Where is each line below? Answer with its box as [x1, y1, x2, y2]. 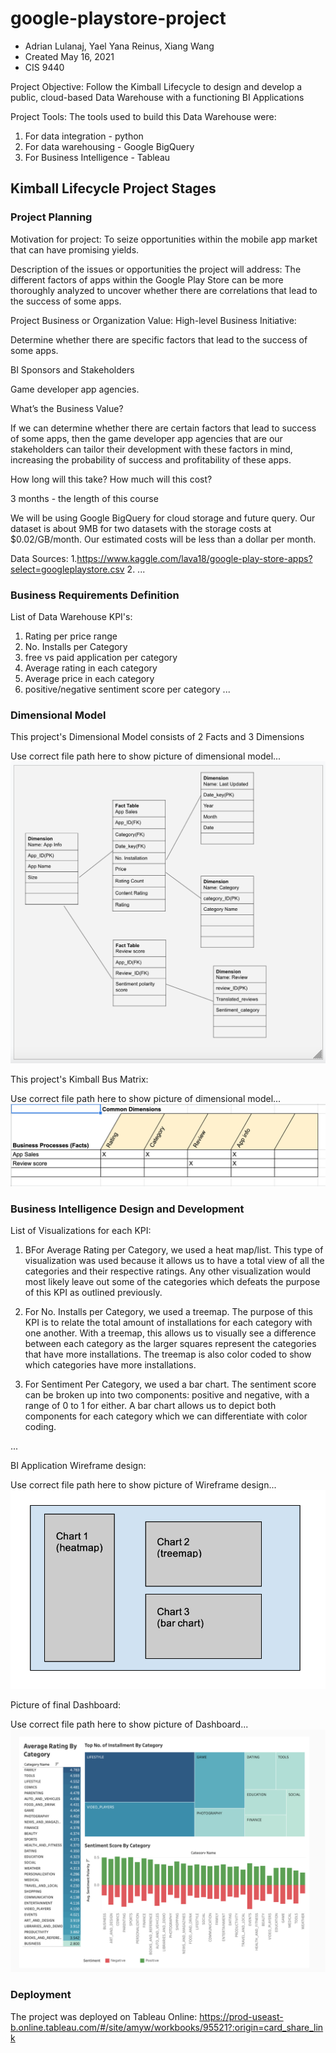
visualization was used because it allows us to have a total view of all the [24, 1255, 325, 1267]
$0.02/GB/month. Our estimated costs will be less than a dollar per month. [10, 533, 317, 545]
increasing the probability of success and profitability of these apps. [10, 453, 292, 466]
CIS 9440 [24, 61, 65, 73]
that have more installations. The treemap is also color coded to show [24, 1348, 312, 1361]
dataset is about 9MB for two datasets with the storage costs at [10, 522, 272, 534]
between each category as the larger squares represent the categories [24, 1338, 317, 1350]
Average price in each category [24, 672, 155, 684]
